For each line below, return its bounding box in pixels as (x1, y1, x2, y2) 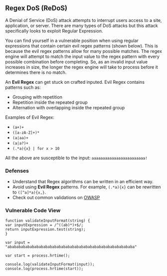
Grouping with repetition (12, 94, 62, 100)
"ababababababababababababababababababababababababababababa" (5, 245, 137, 250)
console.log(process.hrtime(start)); (5, 267, 84, 272)
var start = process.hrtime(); (5, 253, 70, 259)
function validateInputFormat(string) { (5, 218, 91, 224)
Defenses (5, 167, 29, 174)
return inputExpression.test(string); (5, 227, 86, 232)
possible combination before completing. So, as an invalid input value (5, 58, 148, 64)
